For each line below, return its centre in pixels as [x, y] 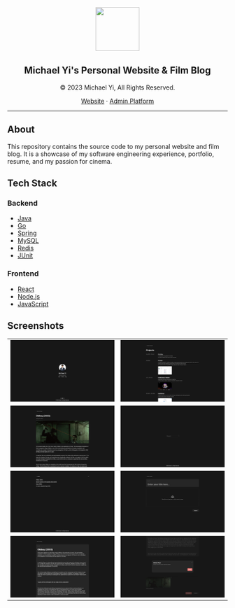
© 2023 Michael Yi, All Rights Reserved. [117, 87]
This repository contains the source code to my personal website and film [113, 146]
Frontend [23, 274]
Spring [27, 233]
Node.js [29, 296]
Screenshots [36, 326]
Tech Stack [32, 184]
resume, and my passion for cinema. [60, 161]
